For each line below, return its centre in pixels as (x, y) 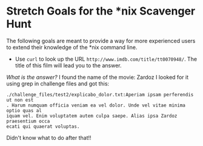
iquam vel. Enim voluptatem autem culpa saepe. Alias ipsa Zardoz (92, 116)
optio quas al (24, 110)
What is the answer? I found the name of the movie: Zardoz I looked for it (98, 77)
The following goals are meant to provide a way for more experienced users (101, 41)
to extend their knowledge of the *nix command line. (72, 47)
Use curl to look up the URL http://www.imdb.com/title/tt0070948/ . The (106, 59)
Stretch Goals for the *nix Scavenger (101, 11)
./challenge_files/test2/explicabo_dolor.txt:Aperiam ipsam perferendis (100, 95)
